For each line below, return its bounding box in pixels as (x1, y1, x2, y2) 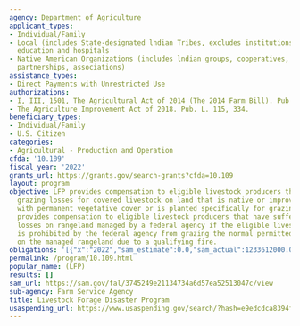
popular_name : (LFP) (9, 263, 87, 272)
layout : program (9, 180, 70, 188)
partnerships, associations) (17, 63, 126, 72)
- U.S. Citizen (9, 130, 66, 138)
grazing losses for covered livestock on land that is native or (17, 196, 266, 205)
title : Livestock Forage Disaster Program (9, 296, 170, 305)
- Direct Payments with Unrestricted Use (9, 79, 166, 88)
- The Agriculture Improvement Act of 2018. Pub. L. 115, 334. (9, 104, 250, 113)
